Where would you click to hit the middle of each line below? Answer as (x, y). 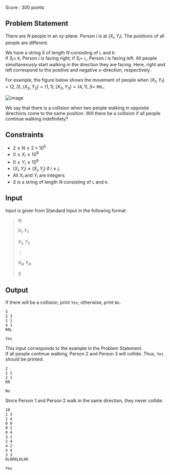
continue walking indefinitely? (37, 119)
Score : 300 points (25, 7)
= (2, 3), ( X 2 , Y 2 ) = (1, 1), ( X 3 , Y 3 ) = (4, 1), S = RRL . (55, 87)
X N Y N (25, 263)
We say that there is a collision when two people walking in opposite (77, 108)
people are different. (27, 43)
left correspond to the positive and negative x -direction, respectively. (78, 70)
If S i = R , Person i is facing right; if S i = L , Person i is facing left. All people (81, 59)
